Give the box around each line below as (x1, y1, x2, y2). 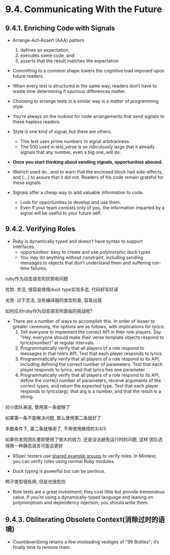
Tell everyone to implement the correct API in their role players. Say (20, 329, 161, 335)
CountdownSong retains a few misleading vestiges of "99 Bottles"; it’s (12, 539, 159, 545)
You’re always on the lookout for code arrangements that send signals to (12, 113, 165, 119)
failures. (30, 265, 48, 271)
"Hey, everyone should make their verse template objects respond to (20, 334, 164, 340)
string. (20, 393, 34, 399)
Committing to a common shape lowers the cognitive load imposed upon (12, 67, 165, 74)
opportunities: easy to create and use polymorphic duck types (20, 249, 151, 255)
